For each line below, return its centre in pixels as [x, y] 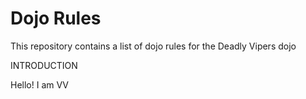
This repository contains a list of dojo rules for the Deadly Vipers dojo [153, 46]
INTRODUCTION [44, 65]
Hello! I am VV [39, 84]
